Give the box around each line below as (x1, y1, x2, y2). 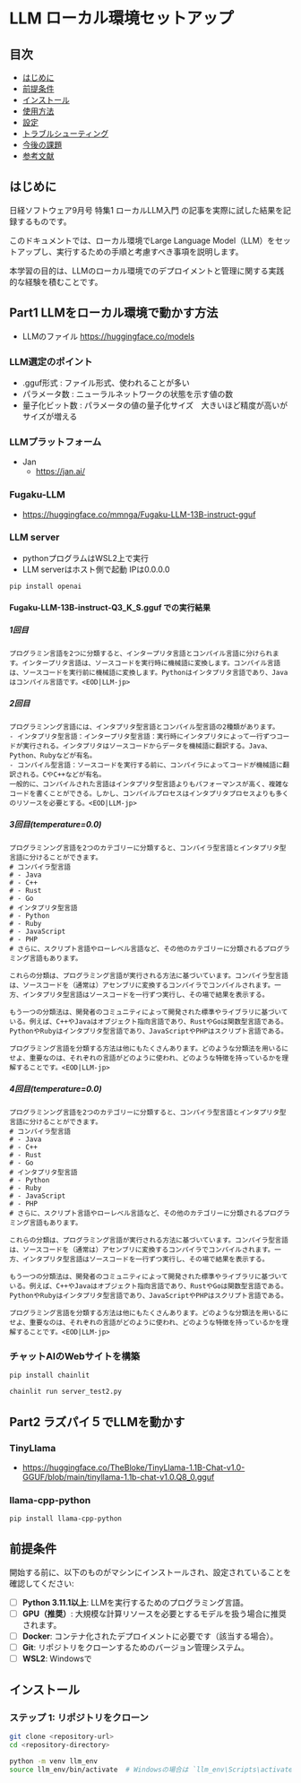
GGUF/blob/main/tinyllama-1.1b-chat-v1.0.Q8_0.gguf (21, 1471, 215, 1482)
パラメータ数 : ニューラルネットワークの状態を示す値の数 (21, 388, 234, 399)
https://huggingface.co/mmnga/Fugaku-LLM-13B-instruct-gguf (21, 508, 256, 520)
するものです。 (16, 216, 72, 227)
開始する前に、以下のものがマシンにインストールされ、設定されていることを (9, 1566, 292, 1578)
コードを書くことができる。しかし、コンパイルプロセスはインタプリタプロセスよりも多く (9, 790, 289, 799)
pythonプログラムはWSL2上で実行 (21, 552, 150, 563)
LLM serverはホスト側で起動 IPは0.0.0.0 (21, 564, 170, 575)
